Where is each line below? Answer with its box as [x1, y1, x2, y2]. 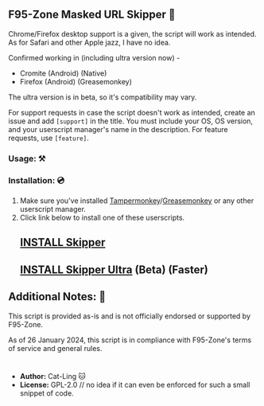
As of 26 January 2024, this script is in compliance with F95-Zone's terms [8, 335, 252, 345]
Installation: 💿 [8, 174, 65, 185]
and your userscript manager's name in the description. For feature [8, 124, 228, 134]
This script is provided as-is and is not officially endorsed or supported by [8, 311, 251, 321]
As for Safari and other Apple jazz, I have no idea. [8, 37, 171, 47]
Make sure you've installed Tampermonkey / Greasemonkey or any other [19, 196, 254, 205]
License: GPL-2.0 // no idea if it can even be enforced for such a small [19, 380, 250, 389]
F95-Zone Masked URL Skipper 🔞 [8, 8, 177, 21]
